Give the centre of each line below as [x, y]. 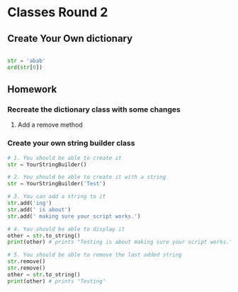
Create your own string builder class [71, 144]
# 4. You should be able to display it [66, 229]
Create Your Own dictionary [70, 39]
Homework [32, 89]
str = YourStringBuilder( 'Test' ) [57, 184]
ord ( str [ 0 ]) [25, 67]
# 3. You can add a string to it [57, 197]
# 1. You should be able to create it [64, 158]
